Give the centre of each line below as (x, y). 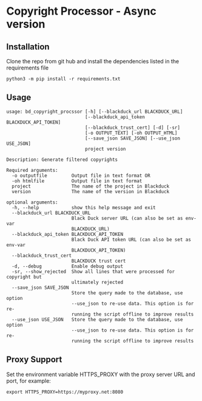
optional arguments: (32, 202)
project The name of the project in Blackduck (91, 186)
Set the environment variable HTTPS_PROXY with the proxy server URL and (101, 374)
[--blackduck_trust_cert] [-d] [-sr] (133, 127)
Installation (28, 47)
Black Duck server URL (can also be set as (127, 218)
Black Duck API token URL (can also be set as (131, 240)
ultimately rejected (97, 282)
